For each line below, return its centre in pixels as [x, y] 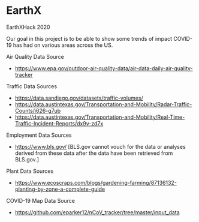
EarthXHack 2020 [28, 27]
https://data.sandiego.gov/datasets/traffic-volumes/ [79, 98]
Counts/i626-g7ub [38, 110]
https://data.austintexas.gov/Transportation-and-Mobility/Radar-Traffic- [103, 104]
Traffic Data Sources [32, 86]
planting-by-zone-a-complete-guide [60, 189]
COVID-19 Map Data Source [41, 200]
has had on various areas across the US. [63, 45]
